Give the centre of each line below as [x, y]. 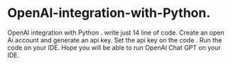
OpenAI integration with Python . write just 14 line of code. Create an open [116, 32]
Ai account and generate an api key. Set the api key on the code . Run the [115, 40]
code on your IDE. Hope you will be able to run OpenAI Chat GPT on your [114, 47]
